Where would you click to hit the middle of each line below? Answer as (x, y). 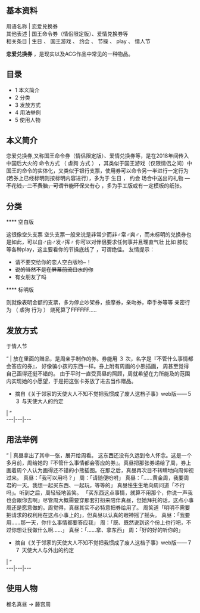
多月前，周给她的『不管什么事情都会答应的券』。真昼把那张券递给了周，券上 (99, 463)
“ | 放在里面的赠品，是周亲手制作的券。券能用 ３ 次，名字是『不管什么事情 (97, 359)
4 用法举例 (28, 112)
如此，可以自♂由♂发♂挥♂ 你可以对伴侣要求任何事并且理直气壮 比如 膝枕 (99, 242)
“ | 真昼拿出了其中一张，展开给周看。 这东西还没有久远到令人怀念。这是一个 (99, 455)
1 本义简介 (27, 90)
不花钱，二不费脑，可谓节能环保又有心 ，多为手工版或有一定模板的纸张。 (96, 186)
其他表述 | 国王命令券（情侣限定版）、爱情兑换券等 (67, 33)
